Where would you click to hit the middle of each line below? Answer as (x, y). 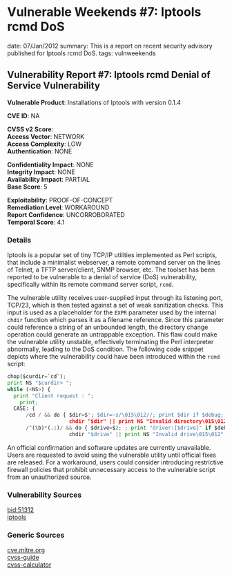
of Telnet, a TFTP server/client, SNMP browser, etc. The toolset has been (111, 270)
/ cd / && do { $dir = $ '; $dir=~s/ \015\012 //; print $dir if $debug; (125, 415)
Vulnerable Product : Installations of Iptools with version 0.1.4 (94, 102)
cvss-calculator (29, 565)
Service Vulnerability (54, 86)
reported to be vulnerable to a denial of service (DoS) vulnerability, (102, 277)
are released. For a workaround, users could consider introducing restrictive (115, 462)
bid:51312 (21, 510)
